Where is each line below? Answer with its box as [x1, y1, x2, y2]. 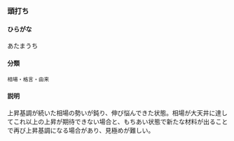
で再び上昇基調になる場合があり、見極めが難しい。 [7, 126, 155, 134]
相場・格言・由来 [7, 76, 50, 83]
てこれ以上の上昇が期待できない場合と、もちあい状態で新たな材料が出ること [7, 117, 228, 126]
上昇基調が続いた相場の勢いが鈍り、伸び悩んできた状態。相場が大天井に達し [7, 108, 228, 117]
